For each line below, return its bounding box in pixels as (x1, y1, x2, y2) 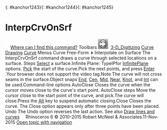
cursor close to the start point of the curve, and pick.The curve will (5, 92, 144, 98)
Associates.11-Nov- (119, 113, 159, 120)
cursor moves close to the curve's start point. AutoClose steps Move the (5, 87, 156, 93)
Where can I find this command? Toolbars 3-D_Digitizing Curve (10, 44, 154, 50)
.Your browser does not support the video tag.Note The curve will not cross (5, 71, 162, 77)
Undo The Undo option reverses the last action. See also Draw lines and (5, 108, 155, 114)
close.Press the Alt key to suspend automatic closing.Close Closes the (5, 98, 151, 104)
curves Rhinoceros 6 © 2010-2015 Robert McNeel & (5, 113, 119, 120)
